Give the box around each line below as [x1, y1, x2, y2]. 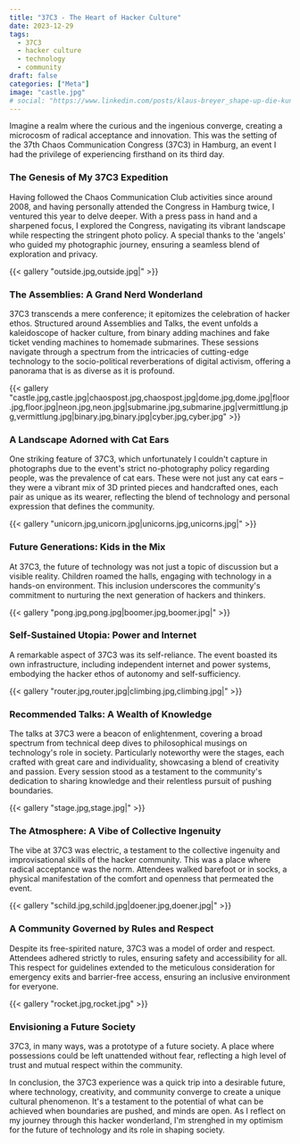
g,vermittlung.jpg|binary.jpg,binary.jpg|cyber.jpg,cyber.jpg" [9, 411, 228, 422]
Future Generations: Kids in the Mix [9, 541, 166, 554]
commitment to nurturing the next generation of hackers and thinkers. [9, 589, 266, 600]
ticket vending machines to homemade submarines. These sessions [9, 337, 259, 347]
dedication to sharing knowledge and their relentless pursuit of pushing [9, 776, 272, 787]
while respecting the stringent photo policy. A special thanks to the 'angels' [9, 230, 287, 240]
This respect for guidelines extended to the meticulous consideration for [9, 962, 275, 973]
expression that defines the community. [9, 501, 155, 512]
